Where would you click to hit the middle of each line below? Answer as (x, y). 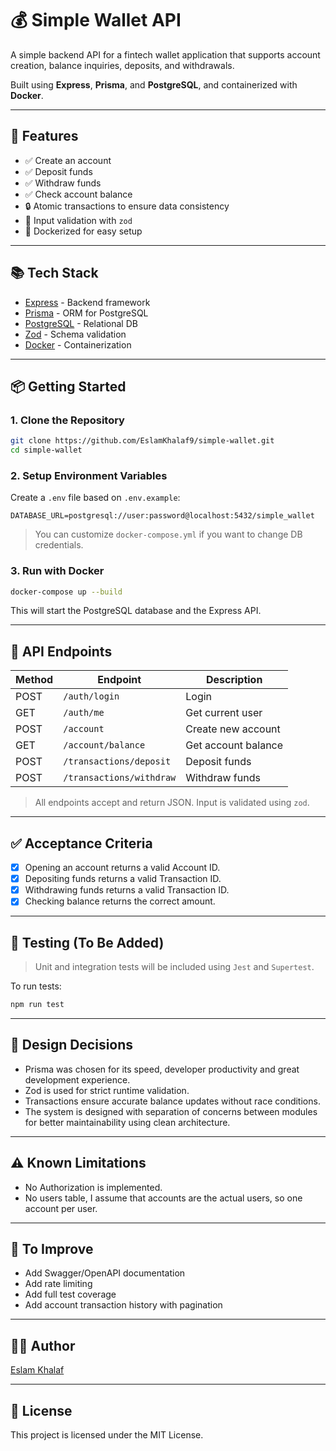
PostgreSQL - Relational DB (81, 323)
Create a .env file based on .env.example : (95, 498)
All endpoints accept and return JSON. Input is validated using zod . (172, 803)
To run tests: (36, 986)
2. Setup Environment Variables (89, 475)
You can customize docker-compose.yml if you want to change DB (168, 534)
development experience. (77, 1079)
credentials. (59, 545)
